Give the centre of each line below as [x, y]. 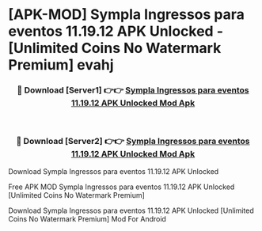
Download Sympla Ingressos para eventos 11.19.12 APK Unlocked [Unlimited [131, 210]
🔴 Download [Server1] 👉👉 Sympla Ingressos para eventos [133, 90]
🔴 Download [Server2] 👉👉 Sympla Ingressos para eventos [133, 142]
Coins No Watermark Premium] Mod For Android [87, 218]
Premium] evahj [61, 65]
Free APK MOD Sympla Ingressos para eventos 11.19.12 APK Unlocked [122, 187]
